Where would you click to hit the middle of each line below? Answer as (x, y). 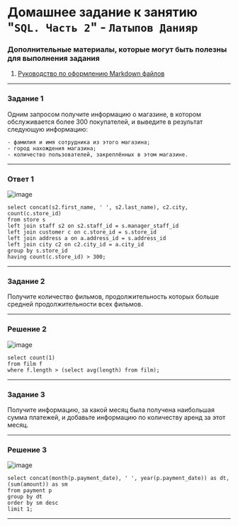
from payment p (30, 491)
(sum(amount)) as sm (38, 485)
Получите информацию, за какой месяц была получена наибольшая (111, 410)
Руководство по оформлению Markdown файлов (91, 74)
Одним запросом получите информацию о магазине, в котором (104, 114)
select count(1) (31, 358)
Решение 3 (27, 450)
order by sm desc (33, 503)
